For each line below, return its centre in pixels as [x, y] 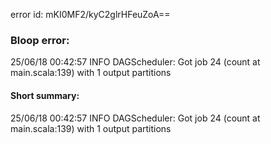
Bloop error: [40, 40]
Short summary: [45, 95]
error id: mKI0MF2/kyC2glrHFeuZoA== [90, 14]
